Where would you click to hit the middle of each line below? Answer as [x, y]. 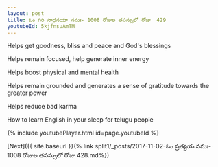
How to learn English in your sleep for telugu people [81, 120]
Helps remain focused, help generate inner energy [78, 59]
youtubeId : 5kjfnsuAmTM [41, 26]
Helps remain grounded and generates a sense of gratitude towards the [108, 86]
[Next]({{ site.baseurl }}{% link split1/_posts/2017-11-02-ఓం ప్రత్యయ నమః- [109, 146]
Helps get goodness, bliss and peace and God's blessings [89, 46]
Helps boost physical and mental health [63, 72]
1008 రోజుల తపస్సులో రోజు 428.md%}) [58, 155]
